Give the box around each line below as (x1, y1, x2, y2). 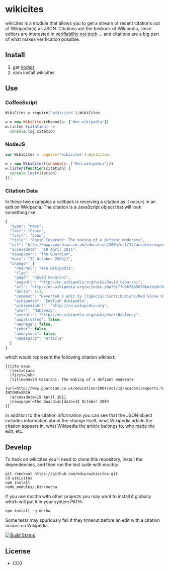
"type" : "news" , (10, 224, 44, 229)
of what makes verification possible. (5, 36, 80, 42)
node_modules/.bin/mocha (5, 485, 57, 490)
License (5, 547, 31, 555)
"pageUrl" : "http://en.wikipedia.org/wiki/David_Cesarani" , (14, 280, 143, 285)
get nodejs (12, 64, 35, 70)
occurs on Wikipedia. (5, 523, 49, 529)
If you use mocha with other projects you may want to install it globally (5, 494, 151, 500)
